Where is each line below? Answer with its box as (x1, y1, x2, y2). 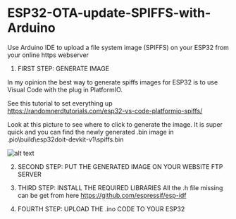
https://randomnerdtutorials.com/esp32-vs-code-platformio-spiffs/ (7, 106, 203, 115)
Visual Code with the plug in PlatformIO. (7, 85, 123, 94)
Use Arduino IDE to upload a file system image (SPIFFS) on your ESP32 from (7, 43, 229, 51)
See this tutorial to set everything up (7, 99, 113, 107)
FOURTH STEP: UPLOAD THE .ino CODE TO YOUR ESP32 (17, 204, 185, 213)
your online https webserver (7, 51, 89, 59)
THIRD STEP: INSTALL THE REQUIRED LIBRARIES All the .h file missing (17, 183, 223, 192)
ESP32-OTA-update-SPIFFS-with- (7, 5, 211, 21)
